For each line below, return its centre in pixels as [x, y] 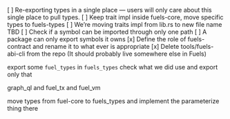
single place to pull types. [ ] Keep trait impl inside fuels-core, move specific [115, 17]
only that [20, 74]
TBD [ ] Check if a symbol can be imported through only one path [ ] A [107, 32]
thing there [23, 108]
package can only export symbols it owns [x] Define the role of [97, 39]
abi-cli [16, 54]
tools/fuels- [197, 46]
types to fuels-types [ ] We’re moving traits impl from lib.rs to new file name [115, 24]
